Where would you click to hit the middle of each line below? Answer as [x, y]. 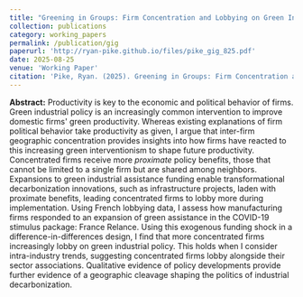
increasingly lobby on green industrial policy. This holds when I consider [143, 246]
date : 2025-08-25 [42, 60]
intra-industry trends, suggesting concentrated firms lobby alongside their [147, 255]
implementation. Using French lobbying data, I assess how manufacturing [146, 208]
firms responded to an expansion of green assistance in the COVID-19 [139, 217]
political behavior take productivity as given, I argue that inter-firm [132, 131]
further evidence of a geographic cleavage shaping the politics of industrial [149, 274]
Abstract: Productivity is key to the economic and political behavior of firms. [151, 102]
